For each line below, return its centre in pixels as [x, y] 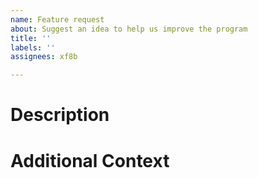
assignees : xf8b [44, 57]
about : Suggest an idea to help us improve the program [129, 29]
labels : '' [33, 47]
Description [60, 115]
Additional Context [90, 160]
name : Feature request [57, 19]
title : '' [31, 38]
